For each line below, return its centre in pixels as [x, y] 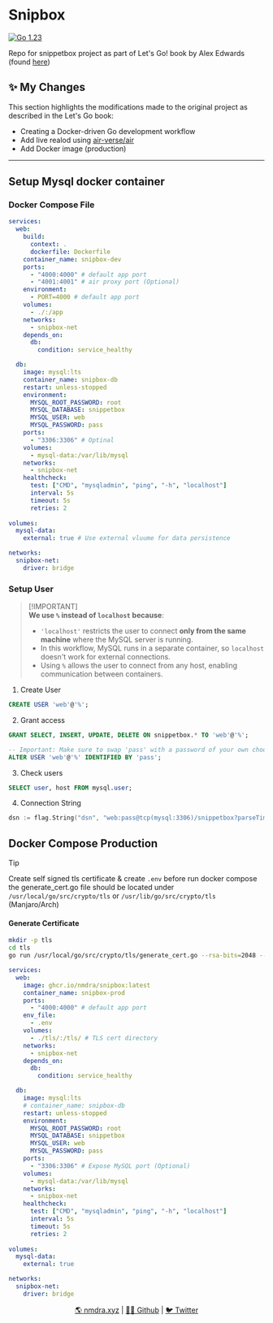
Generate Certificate [44, 923]
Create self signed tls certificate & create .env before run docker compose [133, 879]
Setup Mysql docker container [87, 182]
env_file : [40, 1016]
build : [34, 237]
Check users [41, 772]
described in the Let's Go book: [61, 115]
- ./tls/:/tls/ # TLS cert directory [94, 1038]
